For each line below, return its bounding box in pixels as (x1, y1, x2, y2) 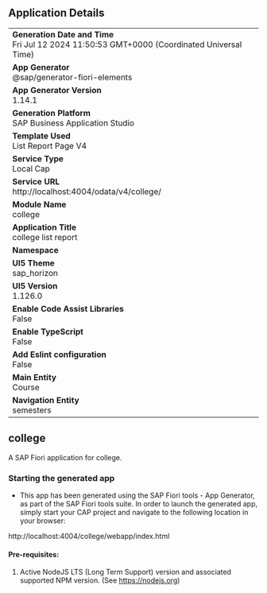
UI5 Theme (12, 258, 56, 269)
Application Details (8, 6, 105, 20)
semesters (12, 405, 52, 416)
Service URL (12, 176, 60, 187)
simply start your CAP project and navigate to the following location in (19, 507, 249, 517)
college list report (12, 231, 78, 242)
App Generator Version (12, 84, 102, 95)
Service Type (12, 153, 64, 164)
